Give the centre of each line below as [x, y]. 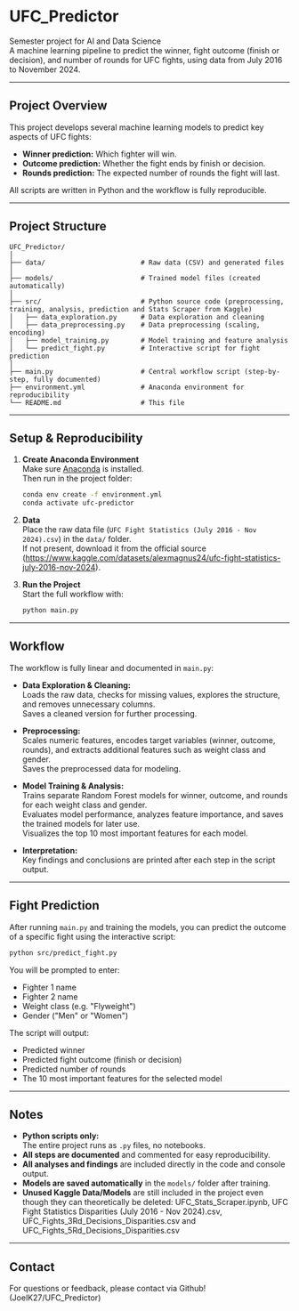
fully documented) [67, 379]
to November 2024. [45, 69]
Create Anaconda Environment [81, 459]
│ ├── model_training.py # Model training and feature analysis [149, 340]
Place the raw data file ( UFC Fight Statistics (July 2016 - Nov [139, 530]
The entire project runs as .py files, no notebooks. [114, 1145]
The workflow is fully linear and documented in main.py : [112, 668]
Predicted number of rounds [74, 1069]
